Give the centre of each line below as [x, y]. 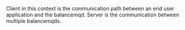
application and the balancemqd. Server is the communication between [93, 15]
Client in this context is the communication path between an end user [90, 9]
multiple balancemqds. [34, 21]
